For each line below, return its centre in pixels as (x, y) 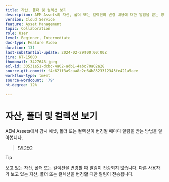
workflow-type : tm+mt (28, 76)
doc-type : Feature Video (31, 43)
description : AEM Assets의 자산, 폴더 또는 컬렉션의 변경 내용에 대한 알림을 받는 (82, 15)
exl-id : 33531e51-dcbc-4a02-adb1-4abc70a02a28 (55, 66)
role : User (17, 33)
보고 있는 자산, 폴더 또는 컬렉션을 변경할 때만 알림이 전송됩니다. (72, 174)
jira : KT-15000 (21, 57)
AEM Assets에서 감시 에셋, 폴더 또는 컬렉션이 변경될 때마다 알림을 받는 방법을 (81, 131)
